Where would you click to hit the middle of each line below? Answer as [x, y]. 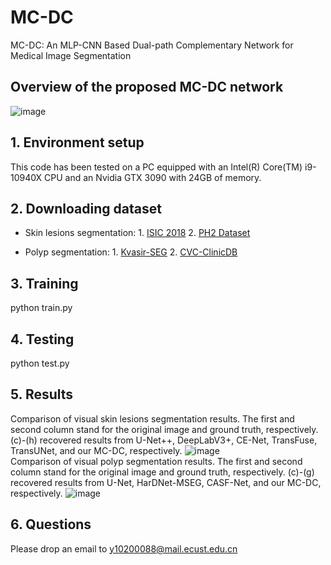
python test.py [40, 363]
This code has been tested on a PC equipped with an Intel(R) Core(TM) [156, 167]
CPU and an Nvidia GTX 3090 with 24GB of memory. [153, 177]
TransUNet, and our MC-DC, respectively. [96, 450]
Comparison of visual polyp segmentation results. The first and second [156, 461]
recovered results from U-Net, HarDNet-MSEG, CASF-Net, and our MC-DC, [166, 482]
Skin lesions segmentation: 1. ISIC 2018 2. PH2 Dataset [137, 233]
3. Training [44, 283]
